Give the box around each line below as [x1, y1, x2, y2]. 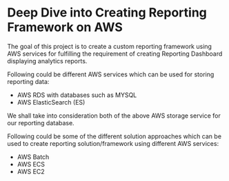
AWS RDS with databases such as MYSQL [17, 91, 137, 99]
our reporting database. [7, 118, 74, 127]
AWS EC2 [17, 167, 45, 175]
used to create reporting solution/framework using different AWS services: [7, 139, 219, 147]
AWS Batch [17, 153, 50, 161]
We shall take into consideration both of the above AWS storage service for [7, 111, 221, 120]
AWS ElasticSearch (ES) [17, 98, 86, 106]
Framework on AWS [7, 19, 123, 35]
